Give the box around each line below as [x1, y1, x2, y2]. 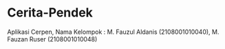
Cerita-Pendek [7, 5, 93, 21]
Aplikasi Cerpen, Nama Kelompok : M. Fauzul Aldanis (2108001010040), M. [7, 28, 219, 36]
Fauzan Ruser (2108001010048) [7, 35, 98, 43]
